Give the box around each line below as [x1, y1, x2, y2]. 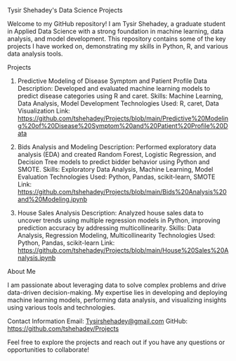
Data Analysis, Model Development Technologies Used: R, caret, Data [17, 99, 219, 108]
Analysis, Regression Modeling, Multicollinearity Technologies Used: [17, 232, 216, 239]
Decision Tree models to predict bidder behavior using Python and [17, 158, 210, 166]
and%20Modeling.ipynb [17, 195, 88, 203]
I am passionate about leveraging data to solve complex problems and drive [7, 281, 227, 289]
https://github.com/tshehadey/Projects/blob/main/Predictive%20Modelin [17, 114, 229, 122]
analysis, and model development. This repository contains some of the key [7, 34, 226, 43]
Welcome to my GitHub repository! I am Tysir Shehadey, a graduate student [7, 20, 226, 27]
